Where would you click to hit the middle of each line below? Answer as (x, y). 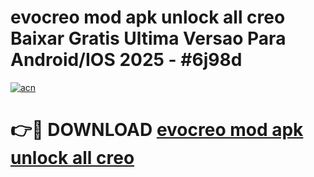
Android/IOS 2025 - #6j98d (126, 60)
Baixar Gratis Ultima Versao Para (148, 38)
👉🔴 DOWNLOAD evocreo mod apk (157, 130)
